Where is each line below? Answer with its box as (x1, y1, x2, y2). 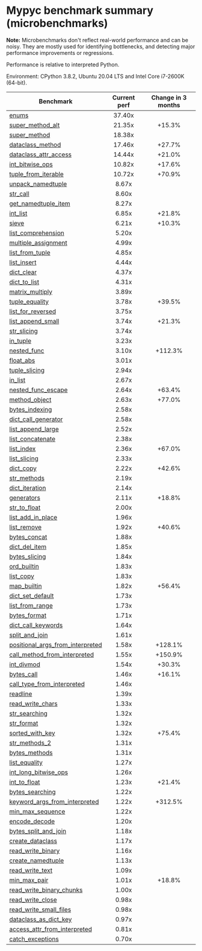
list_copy (9, 571, 34, 580)
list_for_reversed (9, 307, 57, 316)
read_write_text (9, 866, 53, 874)
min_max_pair (9, 876, 49, 884)
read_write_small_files (9, 905, 72, 914)
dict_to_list (9, 278, 40, 286)
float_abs (9, 356, 35, 364)
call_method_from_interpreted (9, 650, 94, 658)
